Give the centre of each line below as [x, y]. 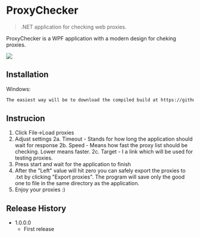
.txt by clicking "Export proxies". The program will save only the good [100, 177]
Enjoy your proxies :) [40, 190]
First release [39, 229]
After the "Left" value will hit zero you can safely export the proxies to [100, 171]
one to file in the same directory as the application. [77, 183]
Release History [36, 208]
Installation [27, 75]
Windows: [18, 89]
